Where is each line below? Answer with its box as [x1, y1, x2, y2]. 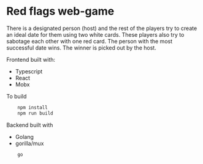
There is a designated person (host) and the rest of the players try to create [6, 24, 197, 32]
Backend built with [6, 121, 53, 129]
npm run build [17, 110, 53, 116]
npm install [17, 104, 48, 111]
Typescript [15, 67, 43, 75]
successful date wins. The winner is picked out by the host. [6, 44, 156, 51]
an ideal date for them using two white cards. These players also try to [6, 31, 185, 38]
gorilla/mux [15, 140, 44, 147]
